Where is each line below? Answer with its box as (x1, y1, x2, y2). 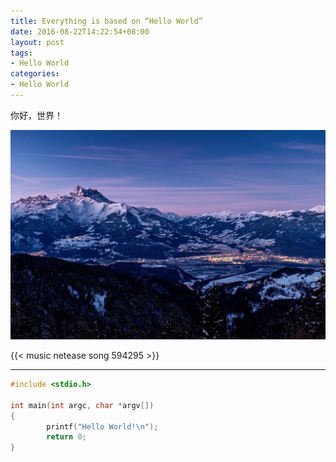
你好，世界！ (10, 109, 63, 121)
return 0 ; (46, 432, 87, 442)
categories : (10, 69, 60, 79)
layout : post (10, 37, 65, 47)
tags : (10, 48, 33, 58)
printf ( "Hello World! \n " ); (46, 421, 159, 432)
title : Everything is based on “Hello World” (10, 16, 203, 26)
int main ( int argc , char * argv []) (10, 400, 155, 410)
